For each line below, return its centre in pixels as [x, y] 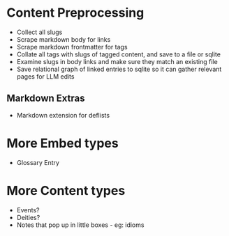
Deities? [28, 217]
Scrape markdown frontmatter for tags [72, 47]
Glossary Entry [38, 162]
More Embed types [63, 143]
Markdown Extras [46, 99]
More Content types [66, 190]
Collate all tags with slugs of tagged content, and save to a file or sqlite [119, 54]
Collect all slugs [39, 32]
